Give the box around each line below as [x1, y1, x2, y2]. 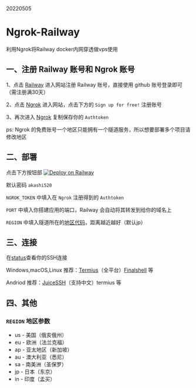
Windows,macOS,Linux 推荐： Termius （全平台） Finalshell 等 [6, 266, 154, 274]
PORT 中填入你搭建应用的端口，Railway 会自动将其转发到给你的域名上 [6, 206, 172, 213]
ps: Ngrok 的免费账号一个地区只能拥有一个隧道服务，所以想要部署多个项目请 [6, 126, 191, 133]
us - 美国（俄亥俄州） [14, 332, 67, 339]
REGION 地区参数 [6, 317, 50, 325]
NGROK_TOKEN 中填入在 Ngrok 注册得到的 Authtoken [6, 194, 124, 201]
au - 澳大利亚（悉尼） [14, 353, 67, 360]
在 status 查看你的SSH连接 [6, 254, 67, 261]
